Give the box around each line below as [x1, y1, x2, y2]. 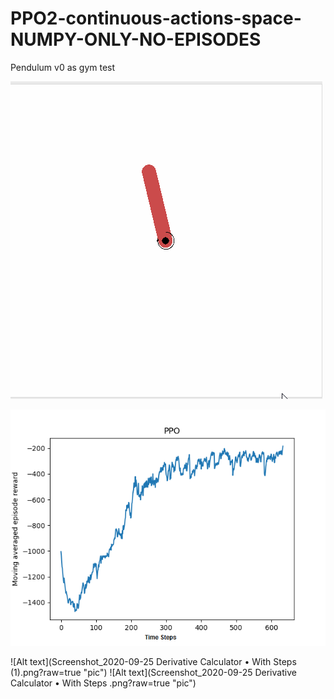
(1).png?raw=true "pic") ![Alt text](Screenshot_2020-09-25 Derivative [10, 666, 297, 678]
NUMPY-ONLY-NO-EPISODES [10, 28, 262, 51]
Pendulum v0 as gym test [10, 61, 116, 73]
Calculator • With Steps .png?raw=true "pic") [10, 677, 197, 689]
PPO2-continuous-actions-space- [10, 7, 302, 30]
